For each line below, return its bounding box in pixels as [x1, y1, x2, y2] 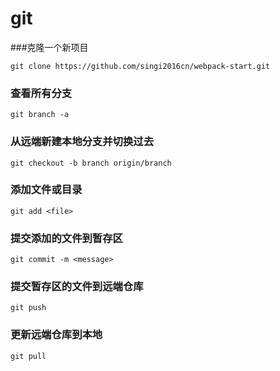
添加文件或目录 [10, 183, 83, 197]
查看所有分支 [10, 86, 73, 100]
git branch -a [10, 110, 70, 120]
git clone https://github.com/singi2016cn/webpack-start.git [10, 61, 271, 71]
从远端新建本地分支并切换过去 [10, 135, 155, 149]
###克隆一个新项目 [10, 41, 89, 53]
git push [10, 303, 47, 313]
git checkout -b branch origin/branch [10, 158, 172, 168]
